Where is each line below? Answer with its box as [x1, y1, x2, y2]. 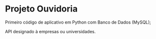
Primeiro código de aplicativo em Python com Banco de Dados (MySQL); [5, 19, 151, 25]
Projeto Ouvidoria [5, 3, 78, 14]
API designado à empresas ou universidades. [5, 28, 96, 34]
